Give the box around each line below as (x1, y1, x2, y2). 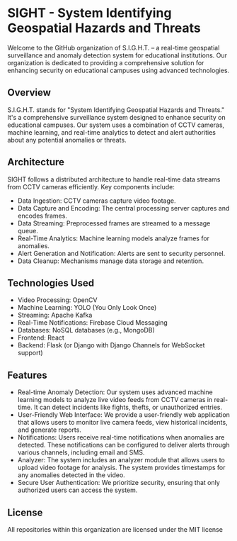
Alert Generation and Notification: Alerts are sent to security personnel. (17, 249, 226, 257)
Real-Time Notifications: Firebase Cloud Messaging (17, 318, 168, 327)
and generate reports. (17, 425, 81, 434)
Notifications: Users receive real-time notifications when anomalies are (17, 433, 225, 442)
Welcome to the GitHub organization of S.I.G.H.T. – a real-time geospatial (7, 43, 220, 52)
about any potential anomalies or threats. (7, 135, 127, 144)
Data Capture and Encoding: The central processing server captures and (17, 203, 230, 212)
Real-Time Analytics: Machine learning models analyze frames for (17, 234, 210, 242)
